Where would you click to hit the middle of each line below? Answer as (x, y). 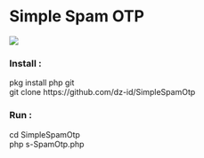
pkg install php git (42, 83)
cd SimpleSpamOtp (45, 134)
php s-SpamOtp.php (47, 144)
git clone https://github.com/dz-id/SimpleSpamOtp (102, 92)
